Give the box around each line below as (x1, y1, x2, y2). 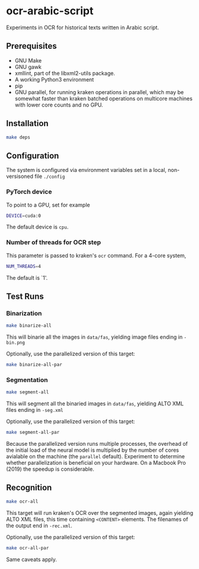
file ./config (34, 173, 65, 180)
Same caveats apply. (6, 555, 58, 563)
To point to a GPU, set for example (6, 201, 90, 208)
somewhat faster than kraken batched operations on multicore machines (14, 95, 193, 102)
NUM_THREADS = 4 (6, 263, 42, 269)
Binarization (6, 309, 42, 317)
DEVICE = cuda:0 (6, 212, 42, 218)
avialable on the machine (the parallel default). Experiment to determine (6, 453, 185, 460)
